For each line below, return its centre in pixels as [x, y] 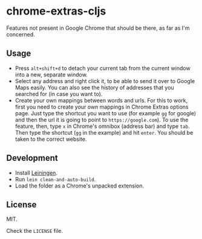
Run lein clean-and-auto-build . [55, 179]
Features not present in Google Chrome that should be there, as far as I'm [98, 28]
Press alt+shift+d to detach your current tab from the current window [103, 68]
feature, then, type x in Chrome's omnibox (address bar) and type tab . [102, 126]
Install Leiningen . [36, 173]
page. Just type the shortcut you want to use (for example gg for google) [106, 113]
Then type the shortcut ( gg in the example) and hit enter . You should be [104, 132]
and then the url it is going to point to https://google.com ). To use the [102, 119]
